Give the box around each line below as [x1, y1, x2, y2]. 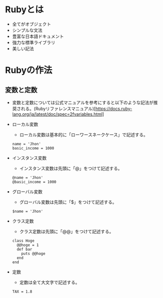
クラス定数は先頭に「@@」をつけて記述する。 [19, 228, 114, 234]
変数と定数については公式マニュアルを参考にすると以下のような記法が [12, 99, 154, 105]
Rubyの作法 [5, 65, 52, 76]
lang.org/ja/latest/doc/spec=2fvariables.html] [12, 111, 104, 117]
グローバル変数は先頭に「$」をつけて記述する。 [19, 199, 117, 205]
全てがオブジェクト [12, 21, 51, 27]
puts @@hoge [21, 251, 46, 256]
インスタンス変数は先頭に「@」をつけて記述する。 [19, 165, 122, 171]
